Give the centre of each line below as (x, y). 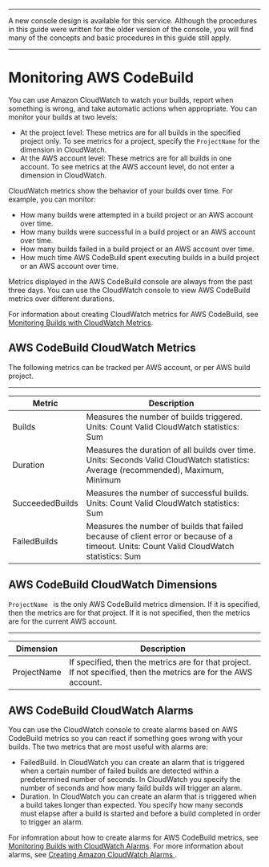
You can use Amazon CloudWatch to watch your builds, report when (121, 100)
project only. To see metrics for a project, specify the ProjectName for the (140, 140)
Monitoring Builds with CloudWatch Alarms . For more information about (126, 846)
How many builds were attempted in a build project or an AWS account (137, 214)
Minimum (104, 480)
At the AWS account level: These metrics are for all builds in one (126, 158)
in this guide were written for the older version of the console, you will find (131, 29)
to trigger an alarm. (52, 822)
